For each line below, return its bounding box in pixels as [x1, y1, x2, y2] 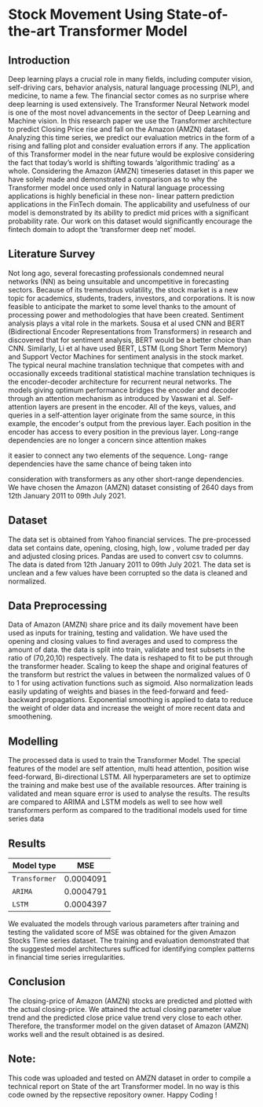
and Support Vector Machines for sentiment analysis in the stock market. [8, 351, 244, 361]
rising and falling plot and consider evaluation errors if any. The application [8, 142, 250, 150]
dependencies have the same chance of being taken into [8, 458, 192, 469]
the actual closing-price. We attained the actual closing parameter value [8, 1004, 242, 1013]
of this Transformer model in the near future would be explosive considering [8, 149, 255, 159]
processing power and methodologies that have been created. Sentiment [8, 310, 244, 319]
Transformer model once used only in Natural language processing [8, 183, 225, 192]
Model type [12, 860, 57, 871]
